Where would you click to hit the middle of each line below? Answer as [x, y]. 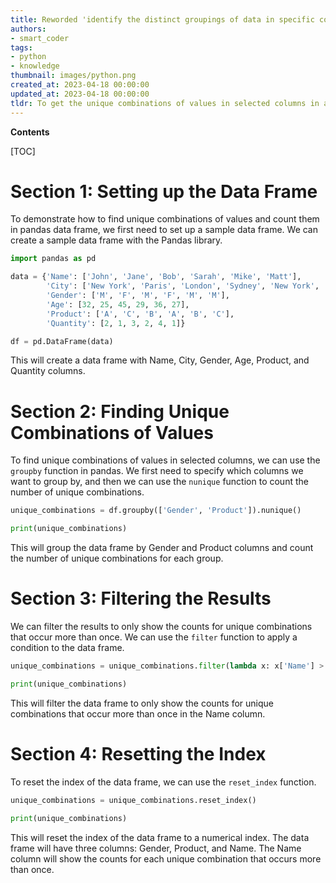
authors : [28, 29]
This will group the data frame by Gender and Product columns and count [162, 548]
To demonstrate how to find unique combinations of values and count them [165, 219]
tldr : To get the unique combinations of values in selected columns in [165, 103]
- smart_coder [40, 38]
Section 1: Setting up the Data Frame [164, 191]
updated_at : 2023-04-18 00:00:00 [80, 94]
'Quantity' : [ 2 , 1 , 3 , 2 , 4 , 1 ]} [116, 323]
